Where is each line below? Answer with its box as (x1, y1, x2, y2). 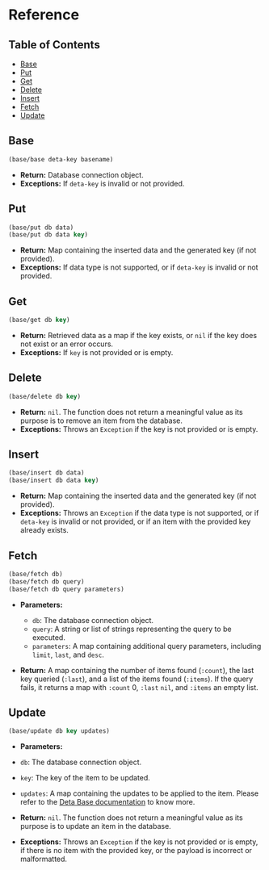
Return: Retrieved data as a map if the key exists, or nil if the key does (19, 330, 257, 340)
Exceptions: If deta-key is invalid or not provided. (19, 178, 185, 188)
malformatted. (19, 854, 67, 864)
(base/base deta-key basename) (8, 155, 114, 163)
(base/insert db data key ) (8, 476, 99, 485)
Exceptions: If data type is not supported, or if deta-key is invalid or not (19, 262, 258, 272)
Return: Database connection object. (19, 169, 144, 179)
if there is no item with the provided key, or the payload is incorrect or (19, 846, 253, 855)
